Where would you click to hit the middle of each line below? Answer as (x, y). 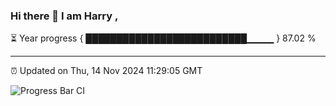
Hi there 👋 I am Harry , (64, 16)
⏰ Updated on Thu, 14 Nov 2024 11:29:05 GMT (106, 71)
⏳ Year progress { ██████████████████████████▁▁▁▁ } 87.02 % (163, 38)
